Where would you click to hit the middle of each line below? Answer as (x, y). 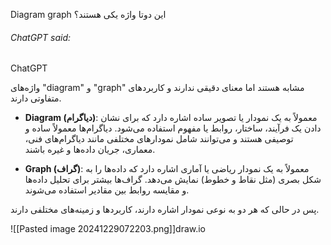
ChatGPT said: (41, 37)
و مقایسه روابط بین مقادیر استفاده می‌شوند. (107, 190)
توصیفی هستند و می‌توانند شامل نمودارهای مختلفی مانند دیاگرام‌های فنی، (159, 139)
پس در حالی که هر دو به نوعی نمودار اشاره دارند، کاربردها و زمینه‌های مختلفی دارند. (165, 210)
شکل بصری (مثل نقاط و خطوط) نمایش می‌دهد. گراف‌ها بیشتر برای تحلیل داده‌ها (173, 180)
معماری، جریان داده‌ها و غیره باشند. (90, 150)
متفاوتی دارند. (36, 98)
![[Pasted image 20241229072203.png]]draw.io (108, 229)
